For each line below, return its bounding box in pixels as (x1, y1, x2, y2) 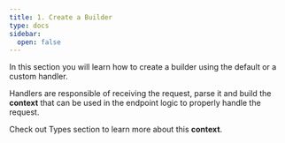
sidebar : (9, 29, 42, 38)
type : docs (9, 21, 50, 30)
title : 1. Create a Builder (9, 12, 113, 22)
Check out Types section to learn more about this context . (9, 124, 223, 135)
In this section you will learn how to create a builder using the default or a (9, 62, 277, 72)
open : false (17, 37, 62, 47)
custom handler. (9, 71, 68, 82)
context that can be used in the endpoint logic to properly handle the (9, 98, 261, 109)
